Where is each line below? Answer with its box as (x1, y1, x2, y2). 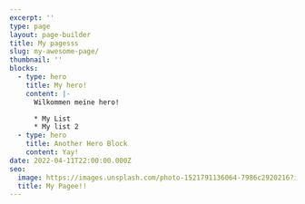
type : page (9, 22, 51, 31)
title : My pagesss (9, 38, 79, 48)
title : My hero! (25, 81, 88, 90)
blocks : (9, 64, 39, 73)
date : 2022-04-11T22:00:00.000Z (9, 156, 132, 165)
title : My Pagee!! (17, 181, 88, 190)
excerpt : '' (9, 13, 54, 23)
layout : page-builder (9, 30, 92, 39)
